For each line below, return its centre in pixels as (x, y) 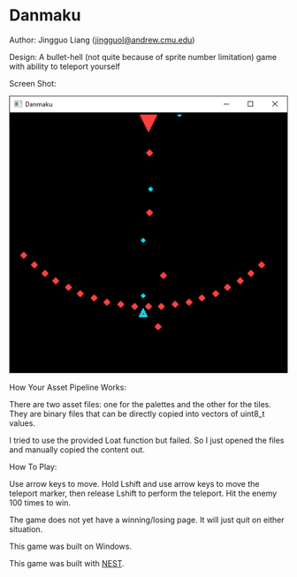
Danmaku (45, 15)
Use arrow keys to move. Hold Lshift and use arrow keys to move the (134, 484)
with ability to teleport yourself (65, 66)
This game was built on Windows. (71, 546)
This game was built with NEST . (67, 563)
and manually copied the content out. (77, 450)
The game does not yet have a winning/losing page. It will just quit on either (147, 520)
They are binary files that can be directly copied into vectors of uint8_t (137, 414)
